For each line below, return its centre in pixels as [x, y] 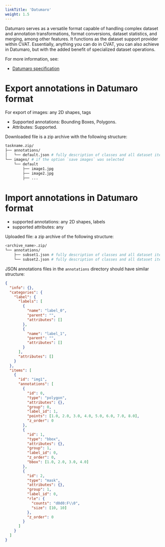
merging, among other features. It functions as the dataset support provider [82, 39]
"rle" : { [36, 499]
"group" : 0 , [39, 407]
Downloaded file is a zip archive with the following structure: [66, 137]
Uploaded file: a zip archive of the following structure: [59, 237]
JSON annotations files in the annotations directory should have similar [77, 269]
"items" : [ [21, 370]
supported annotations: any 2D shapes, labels [59, 222]
